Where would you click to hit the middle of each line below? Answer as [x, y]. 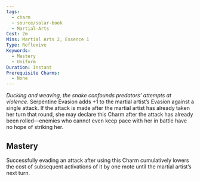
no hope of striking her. [35, 127]
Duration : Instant [29, 67]
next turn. [18, 173]
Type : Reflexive [26, 45]
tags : [13, 12]
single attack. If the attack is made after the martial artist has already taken [98, 108]
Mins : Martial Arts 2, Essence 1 [48, 39]
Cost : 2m [17, 34]
